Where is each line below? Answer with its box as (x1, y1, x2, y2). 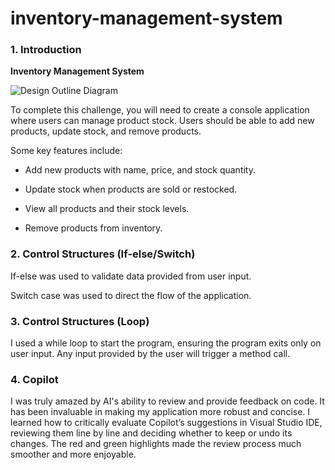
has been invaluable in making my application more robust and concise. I (10, 406, 311, 418)
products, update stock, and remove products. (10, 125, 202, 137)
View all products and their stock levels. (24, 203, 190, 215)
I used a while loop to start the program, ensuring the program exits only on (10, 337, 322, 349)
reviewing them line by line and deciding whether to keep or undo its (10, 427, 293, 439)
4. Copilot (10, 373, 59, 386)
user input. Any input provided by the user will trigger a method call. (10, 348, 291, 360)
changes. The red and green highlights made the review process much (10, 438, 302, 450)
